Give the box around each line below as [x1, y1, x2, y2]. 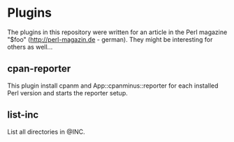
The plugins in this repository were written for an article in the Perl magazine [7, 28, 228, 36]
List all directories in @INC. [7, 127, 85, 136]
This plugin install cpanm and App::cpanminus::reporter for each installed [7, 81, 219, 90]
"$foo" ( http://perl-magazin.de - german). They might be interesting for [7, 35, 213, 43]
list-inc [7, 109, 39, 121]
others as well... [7, 42, 53, 51]
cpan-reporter [7, 63, 71, 74]
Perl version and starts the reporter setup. [7, 88, 128, 97]
